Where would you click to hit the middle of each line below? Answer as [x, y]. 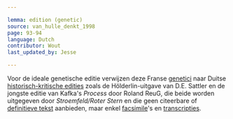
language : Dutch [31, 39]
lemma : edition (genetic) [45, 20]
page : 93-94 [24, 33]
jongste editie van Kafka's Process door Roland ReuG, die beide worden [111, 93]
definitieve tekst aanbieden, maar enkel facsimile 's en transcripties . [104, 108]
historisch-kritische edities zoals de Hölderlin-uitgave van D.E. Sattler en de [116, 86]
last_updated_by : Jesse [42, 52]
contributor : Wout [34, 46]
